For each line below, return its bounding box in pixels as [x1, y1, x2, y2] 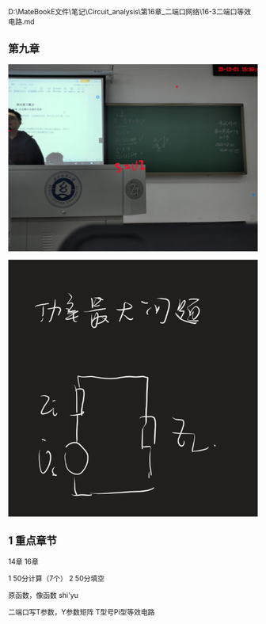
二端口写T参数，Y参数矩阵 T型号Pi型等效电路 [8, 607, 155, 616]
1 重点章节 [8, 534, 58, 548]
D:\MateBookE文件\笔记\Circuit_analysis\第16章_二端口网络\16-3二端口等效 [8, 7, 252, 16]
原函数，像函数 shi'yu [8, 590, 79, 599]
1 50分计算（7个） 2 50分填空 [8, 573, 105, 583]
